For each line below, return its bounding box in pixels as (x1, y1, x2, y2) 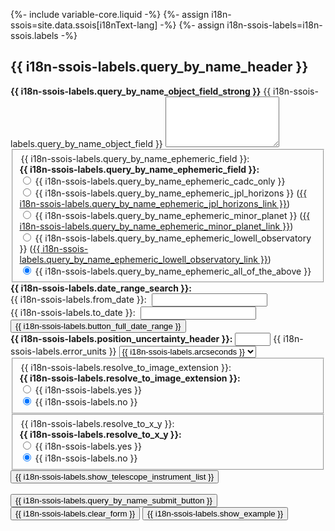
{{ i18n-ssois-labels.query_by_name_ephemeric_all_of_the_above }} (34, 265, 312, 277)
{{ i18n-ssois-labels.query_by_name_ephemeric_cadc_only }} (34, 175, 286, 187)
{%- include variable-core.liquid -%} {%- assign (10, 9, 210, 20)
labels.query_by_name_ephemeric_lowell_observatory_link (19, 253, 258, 265)
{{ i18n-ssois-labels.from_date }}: (10, 294, 147, 306)
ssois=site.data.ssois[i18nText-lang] (10, 19, 158, 31)
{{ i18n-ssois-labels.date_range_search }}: (10, 282, 192, 294)
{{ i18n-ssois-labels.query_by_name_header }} (10, 59, 309, 76)
